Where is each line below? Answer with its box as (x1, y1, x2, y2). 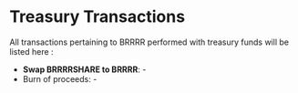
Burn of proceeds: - (22, 73, 98, 84)
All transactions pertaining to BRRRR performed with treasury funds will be (9, 36, 290, 47)
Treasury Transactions (9, 6, 185, 27)
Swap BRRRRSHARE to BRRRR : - (22, 64, 147, 75)
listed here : (9, 46, 54, 57)
